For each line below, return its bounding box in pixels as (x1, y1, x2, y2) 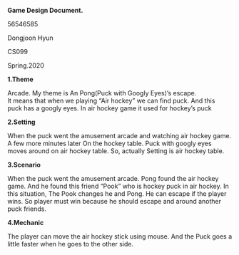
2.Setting (7, 118, 36, 126)
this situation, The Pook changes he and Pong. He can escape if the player (7, 189, 227, 198)
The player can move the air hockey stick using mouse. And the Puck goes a (7, 232, 233, 241)
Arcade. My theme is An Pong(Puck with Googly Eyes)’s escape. (7, 89, 197, 97)
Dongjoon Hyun (7, 33, 54, 42)
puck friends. (7, 204, 46, 213)
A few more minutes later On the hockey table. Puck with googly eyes (7, 139, 212, 147)
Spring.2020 (7, 61, 44, 70)
